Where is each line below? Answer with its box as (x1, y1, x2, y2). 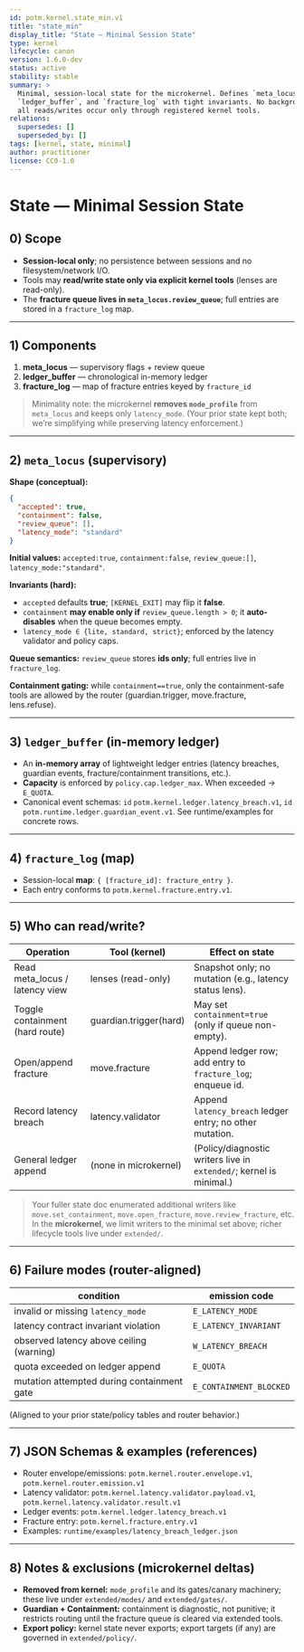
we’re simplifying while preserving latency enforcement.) (31, 418, 244, 429)
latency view (14, 983, 68, 996)
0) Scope (9, 232, 62, 247)
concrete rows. (22, 816, 80, 827)
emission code (209, 1289, 274, 1302)
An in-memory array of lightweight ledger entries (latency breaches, (22, 758, 280, 769)
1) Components (9, 337, 97, 353)
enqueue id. (194, 1078, 244, 1091)
